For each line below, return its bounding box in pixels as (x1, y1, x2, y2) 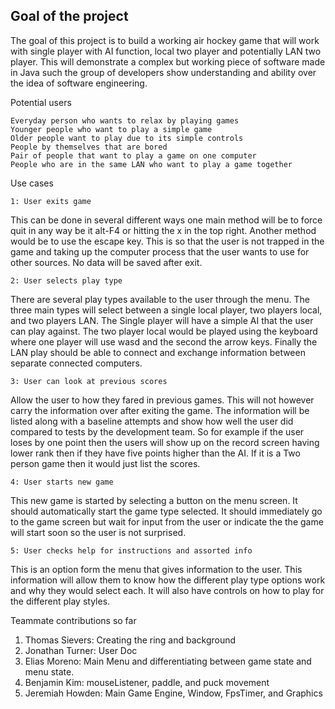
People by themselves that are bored (10, 142, 168, 152)
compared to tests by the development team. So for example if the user (10, 425, 305, 438)
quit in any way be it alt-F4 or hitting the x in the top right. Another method (10, 224, 317, 236)
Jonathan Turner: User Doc (24, 644, 138, 656)
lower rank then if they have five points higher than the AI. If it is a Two (10, 447, 301, 459)
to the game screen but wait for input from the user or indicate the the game (10, 515, 324, 528)
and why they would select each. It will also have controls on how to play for (10, 584, 325, 596)
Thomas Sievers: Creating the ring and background (24, 634, 237, 646)
